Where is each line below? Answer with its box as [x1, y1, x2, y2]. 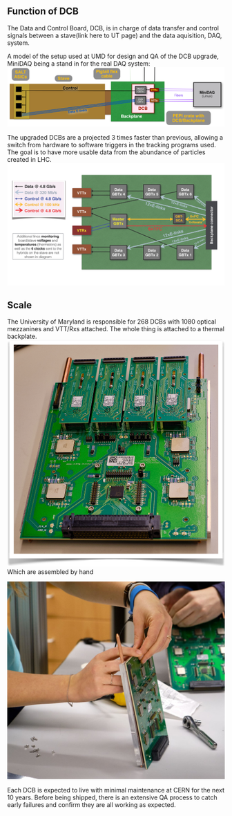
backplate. [7, 332, 37, 341]
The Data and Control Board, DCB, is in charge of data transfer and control [7, 24, 220, 32]
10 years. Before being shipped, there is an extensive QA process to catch [7, 793, 217, 801]
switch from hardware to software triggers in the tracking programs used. [7, 141, 216, 149]
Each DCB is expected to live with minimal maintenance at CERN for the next [7, 786, 224, 795]
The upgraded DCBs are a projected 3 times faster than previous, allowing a [7, 133, 223, 142]
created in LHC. [7, 156, 52, 164]
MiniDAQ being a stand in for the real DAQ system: [7, 59, 151, 68]
